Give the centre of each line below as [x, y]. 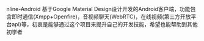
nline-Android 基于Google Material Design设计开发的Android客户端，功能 [98, 9]
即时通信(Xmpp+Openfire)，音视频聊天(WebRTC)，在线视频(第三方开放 [101, 17]
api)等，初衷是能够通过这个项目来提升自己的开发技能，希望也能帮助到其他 [104, 24]
